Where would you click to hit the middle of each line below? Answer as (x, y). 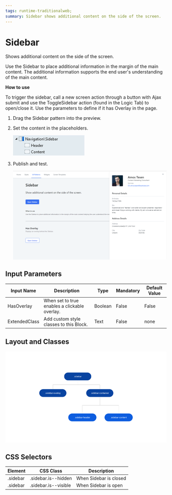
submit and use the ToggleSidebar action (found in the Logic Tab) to (77, 103)
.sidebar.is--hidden (51, 478)
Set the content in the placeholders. (50, 128)
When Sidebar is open (99, 485)
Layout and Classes (37, 342)
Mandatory (128, 290)
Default (154, 288)
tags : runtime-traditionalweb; (39, 11)
